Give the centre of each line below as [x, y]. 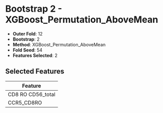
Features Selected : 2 [35, 55]
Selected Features [35, 72]
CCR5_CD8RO [25, 102]
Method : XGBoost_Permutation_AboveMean [59, 44]
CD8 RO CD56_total [32, 94]
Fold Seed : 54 [28, 50]
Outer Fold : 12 [28, 34]
